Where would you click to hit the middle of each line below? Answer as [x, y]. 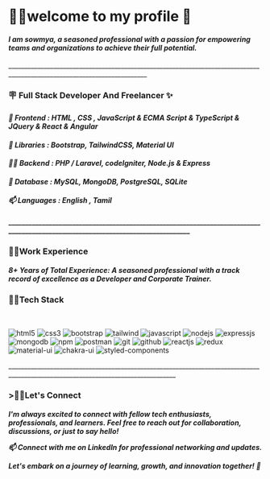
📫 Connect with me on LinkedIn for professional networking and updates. [135, 448]
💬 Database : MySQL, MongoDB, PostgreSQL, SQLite [98, 181]
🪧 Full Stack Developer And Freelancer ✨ [91, 96]
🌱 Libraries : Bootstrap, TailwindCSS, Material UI [91, 145]
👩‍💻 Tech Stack [36, 299]
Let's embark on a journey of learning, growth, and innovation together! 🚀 [135, 466]
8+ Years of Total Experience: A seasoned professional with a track [124, 270]
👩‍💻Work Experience [48, 251]
